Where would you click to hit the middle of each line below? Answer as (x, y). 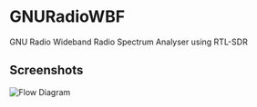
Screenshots (46, 70)
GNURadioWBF (67, 17)
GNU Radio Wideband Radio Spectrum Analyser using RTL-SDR (128, 42)
